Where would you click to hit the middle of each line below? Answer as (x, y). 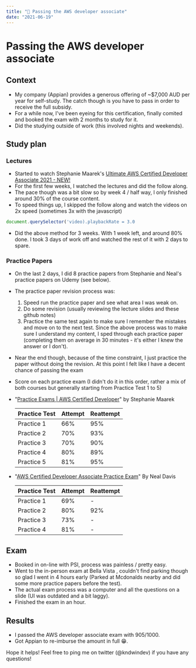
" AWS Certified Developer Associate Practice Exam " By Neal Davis (95, 476)
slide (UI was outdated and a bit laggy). (62, 596)
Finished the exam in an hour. (50, 602)
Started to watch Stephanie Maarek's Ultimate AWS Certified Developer (101, 173)
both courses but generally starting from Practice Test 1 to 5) (88, 388)
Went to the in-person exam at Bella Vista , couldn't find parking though (101, 571)
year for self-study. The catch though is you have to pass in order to (97, 101)
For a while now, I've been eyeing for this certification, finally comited (99, 113)
